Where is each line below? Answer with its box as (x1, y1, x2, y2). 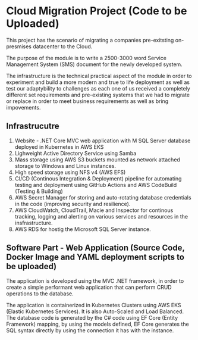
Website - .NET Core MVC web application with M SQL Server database (14, 137, 191, 144)
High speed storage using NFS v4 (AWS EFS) (14, 169, 126, 176)
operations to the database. (6, 290, 74, 297)
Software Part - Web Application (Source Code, (6, 243, 185, 253)
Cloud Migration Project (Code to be (6, 4, 187, 18)
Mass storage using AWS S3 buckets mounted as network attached (14, 156, 180, 163)
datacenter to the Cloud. (32, 43, 93, 50)
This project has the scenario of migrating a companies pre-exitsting (6, 36, 174, 43)
